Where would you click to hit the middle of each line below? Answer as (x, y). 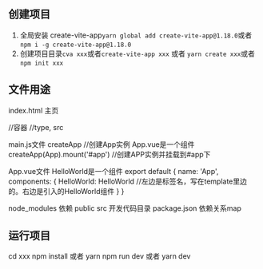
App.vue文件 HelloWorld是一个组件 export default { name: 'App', (114, 171)
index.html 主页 (34, 110)
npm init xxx (42, 63)
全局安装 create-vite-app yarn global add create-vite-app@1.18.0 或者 (136, 35)
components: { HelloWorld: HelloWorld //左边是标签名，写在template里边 (128, 181)
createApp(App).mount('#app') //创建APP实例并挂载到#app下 (110, 154)
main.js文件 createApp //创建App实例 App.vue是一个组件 (102, 144)
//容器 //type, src (36, 127)
